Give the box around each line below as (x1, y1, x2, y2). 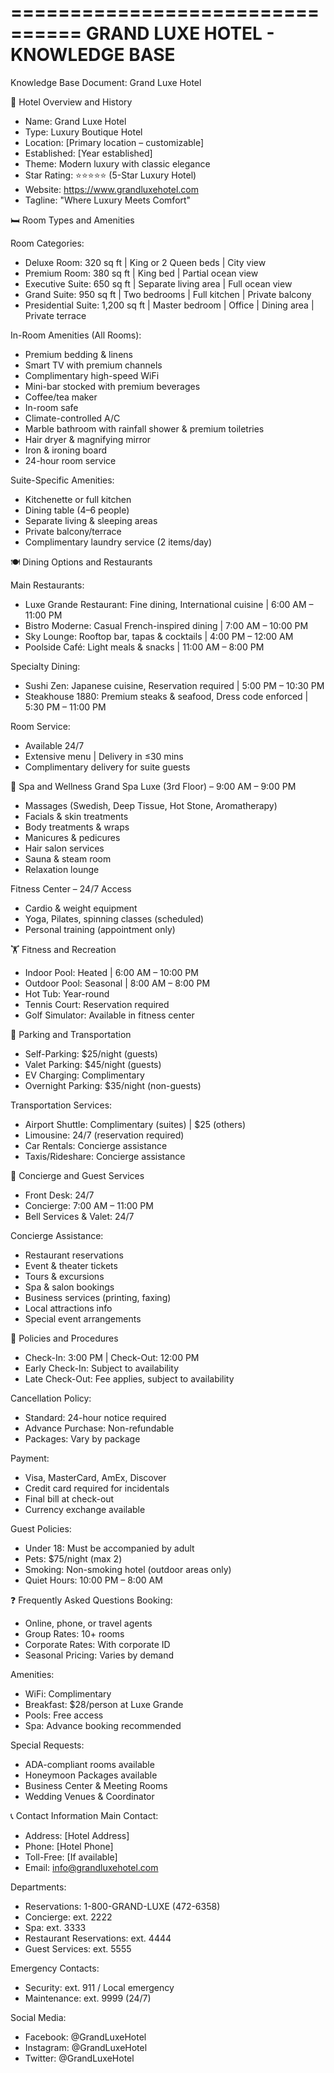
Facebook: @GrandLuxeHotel (24, 2031, 147, 2043)
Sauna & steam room (24, 852, 112, 865)
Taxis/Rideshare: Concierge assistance (24, 1150, 186, 1162)
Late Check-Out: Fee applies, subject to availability (24, 1372, 235, 1385)
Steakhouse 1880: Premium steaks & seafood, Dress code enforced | (24, 690, 309, 702)
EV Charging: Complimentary (24, 1069, 145, 1081)
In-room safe (24, 401, 79, 413)
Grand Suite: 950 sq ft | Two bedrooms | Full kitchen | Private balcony (24, 288, 312, 300)
